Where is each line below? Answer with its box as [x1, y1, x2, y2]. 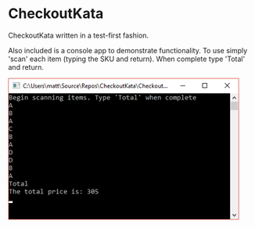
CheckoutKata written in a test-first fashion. [8, 31, 149, 40]
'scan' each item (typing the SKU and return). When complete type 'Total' [8, 54, 246, 63]
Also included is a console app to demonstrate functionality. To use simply [8, 45, 248, 55]
